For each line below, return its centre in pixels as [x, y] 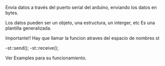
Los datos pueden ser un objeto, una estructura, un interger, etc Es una [80, 23]
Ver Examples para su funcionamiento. [46, 58]
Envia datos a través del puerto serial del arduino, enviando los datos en [81, 7]
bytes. [12, 13]
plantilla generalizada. [28, 28]
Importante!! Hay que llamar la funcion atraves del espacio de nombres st [82, 38]
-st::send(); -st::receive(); [32, 48]
